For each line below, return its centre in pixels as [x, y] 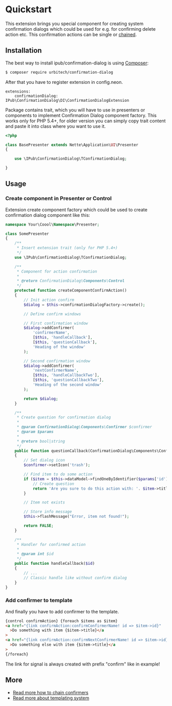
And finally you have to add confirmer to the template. [62, 611]
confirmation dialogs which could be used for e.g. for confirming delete [81, 29]
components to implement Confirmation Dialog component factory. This [81, 115]
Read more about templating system [51, 698]
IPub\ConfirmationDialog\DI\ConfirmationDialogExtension [67, 100]
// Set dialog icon [45, 460]
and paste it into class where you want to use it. [56, 126]
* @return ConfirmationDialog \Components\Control [71, 281]
